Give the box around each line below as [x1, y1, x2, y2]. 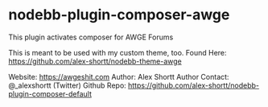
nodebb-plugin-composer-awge [8, 6, 230, 24]
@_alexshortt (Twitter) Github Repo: [8, 80, 126, 90]
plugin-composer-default [8, 88, 93, 98]
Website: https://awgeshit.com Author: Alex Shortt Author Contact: [8, 72, 229, 81]
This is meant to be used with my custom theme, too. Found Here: [8, 47, 227, 57]
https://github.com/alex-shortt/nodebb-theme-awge [8, 56, 183, 66]
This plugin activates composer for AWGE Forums [8, 32, 174, 42]
